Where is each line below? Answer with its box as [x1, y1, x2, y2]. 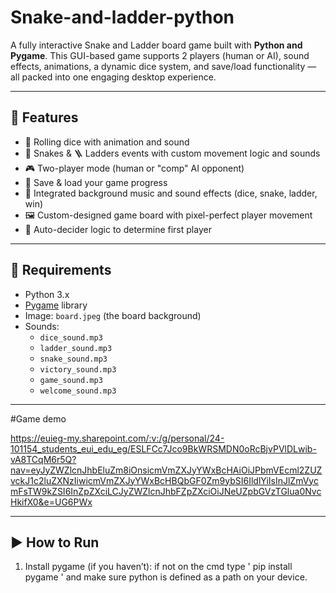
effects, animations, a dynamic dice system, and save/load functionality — [10, 60, 317, 72]
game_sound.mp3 [39, 375, 103, 385]
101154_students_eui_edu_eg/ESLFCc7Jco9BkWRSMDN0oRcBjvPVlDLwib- [10, 442, 317, 455]
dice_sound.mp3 [39, 332, 103, 343]
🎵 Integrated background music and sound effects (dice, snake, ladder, [24, 187, 318, 199]
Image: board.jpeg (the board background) [24, 309, 202, 321]
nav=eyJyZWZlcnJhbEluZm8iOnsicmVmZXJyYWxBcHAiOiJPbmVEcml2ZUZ [10, 464, 323, 476]
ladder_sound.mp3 [39, 343, 113, 353]
